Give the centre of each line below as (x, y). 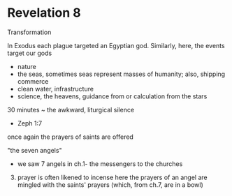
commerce (33, 81)
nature (27, 66)
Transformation (29, 32)
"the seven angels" (35, 150)
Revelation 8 (44, 13)
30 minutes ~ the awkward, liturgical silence (71, 110)
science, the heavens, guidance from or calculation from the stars (112, 96)
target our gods (30, 53)
